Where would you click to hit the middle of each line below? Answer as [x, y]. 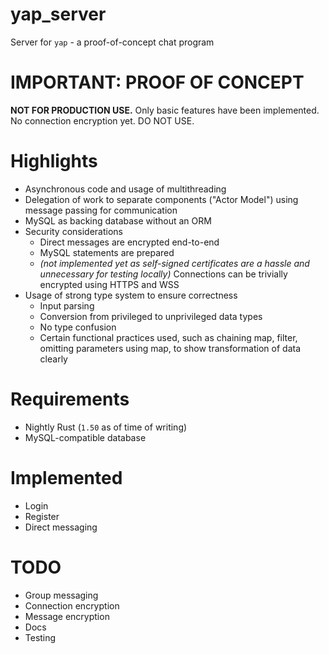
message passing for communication [101, 210]
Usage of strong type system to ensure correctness [131, 295]
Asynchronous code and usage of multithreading [125, 189]
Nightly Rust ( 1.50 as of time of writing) [106, 427]
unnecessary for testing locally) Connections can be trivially [163, 274]
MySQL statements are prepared [107, 252]
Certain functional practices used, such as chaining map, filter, [168, 337]
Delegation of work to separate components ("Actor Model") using [161, 199]
